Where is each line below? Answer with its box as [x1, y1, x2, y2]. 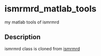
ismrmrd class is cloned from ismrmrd [4, 45, 80, 51]
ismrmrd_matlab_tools [4, 3, 97, 14]
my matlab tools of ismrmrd [4, 19, 59, 25]
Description [4, 33, 41, 41]
